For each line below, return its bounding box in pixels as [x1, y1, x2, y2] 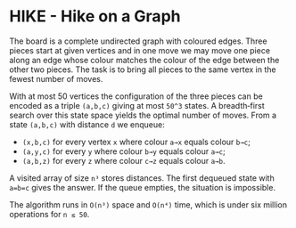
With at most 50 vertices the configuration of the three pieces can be [9, 91, 263, 102]
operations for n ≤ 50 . [9, 208, 90, 219]
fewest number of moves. [9, 73, 103, 84]
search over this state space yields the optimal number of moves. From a [9, 110, 277, 120]
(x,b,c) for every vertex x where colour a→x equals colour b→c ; [21, 136, 251, 147]
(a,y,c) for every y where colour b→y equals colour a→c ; [21, 145, 226, 157]
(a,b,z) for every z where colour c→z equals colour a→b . [21, 155, 226, 166]
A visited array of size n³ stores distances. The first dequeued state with [9, 172, 275, 183]
